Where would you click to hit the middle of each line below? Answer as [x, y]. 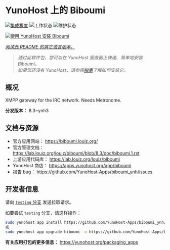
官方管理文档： [28, 147]
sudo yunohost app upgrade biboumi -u [46, 232]
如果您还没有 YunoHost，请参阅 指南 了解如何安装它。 [73, 70]
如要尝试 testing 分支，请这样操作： [43, 213]
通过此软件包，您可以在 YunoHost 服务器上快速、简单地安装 [80, 57]
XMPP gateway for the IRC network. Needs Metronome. [63, 100]
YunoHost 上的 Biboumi [55, 10]
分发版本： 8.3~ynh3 [27, 110]
